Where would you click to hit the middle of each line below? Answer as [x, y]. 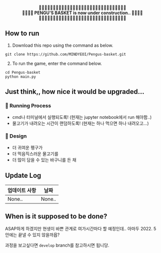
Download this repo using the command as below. [63, 45]
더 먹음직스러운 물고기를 [35, 154]
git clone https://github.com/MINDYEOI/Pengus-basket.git [66, 54]
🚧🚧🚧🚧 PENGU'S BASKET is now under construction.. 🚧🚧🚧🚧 [82, 13]
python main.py [21, 77]
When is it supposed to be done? [56, 216]
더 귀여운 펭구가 [27, 147]
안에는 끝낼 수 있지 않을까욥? [32, 235]
